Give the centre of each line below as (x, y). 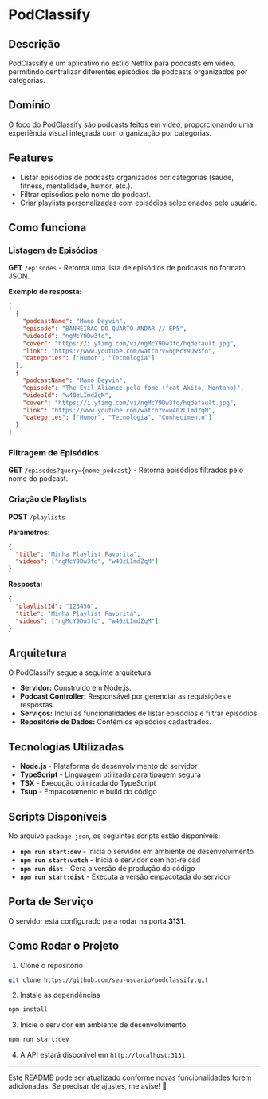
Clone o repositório (51, 965)
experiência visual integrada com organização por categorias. (110, 132)
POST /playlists (37, 517)
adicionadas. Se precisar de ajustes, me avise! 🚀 (88, 1086)
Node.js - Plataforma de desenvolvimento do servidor (108, 766)
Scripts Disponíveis (58, 816)
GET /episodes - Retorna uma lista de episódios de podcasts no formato (127, 268)
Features (31, 158)
